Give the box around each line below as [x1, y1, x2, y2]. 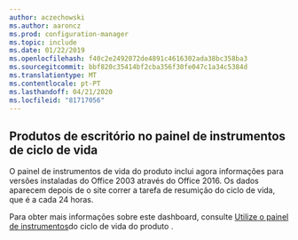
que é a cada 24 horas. [9, 195, 94, 205]
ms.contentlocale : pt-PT [9, 79, 101, 88]
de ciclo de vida [9, 142, 98, 157]
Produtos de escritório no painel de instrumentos [9, 128, 286, 143]
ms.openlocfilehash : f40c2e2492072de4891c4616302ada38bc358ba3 [9, 54, 248, 63]
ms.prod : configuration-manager [9, 29, 129, 38]
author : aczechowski [9, 12, 86, 22]
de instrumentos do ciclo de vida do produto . [9, 221, 174, 232]
